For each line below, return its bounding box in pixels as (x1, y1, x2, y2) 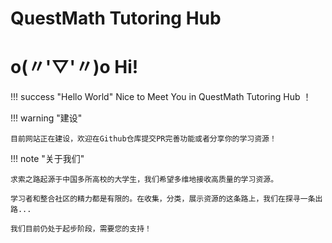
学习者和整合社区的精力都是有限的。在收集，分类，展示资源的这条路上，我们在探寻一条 (10, 194, 316, 204)
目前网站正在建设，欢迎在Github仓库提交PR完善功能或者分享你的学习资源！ (10, 134, 277, 144)
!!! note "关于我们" (10, 153, 85, 165)
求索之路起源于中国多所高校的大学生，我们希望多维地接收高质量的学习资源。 (10, 175, 279, 185)
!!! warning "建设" (10, 112, 83, 124)
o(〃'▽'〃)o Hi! (10, 56, 139, 79)
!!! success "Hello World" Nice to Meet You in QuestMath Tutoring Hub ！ (10, 91, 312, 103)
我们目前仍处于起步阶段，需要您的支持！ (10, 224, 152, 234)
